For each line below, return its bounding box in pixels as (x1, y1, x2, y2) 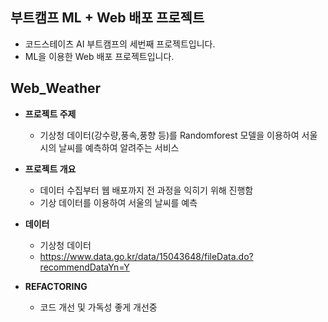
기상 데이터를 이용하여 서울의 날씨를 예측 (39, 196, 198, 208)
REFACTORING (24, 280, 88, 292)
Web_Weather (10, 80, 102, 97)
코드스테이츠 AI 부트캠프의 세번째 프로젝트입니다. (24, 38, 216, 50)
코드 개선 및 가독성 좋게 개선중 (39, 301, 158, 313)
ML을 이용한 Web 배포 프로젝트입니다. (24, 50, 175, 62)
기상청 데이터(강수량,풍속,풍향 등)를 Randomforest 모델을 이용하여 (39, 129, 300, 141)
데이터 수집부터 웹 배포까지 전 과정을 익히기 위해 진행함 (39, 184, 254, 196)
